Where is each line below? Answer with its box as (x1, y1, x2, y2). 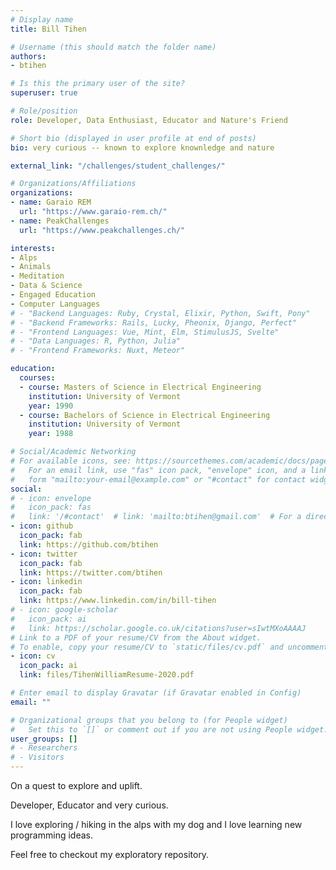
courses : (19, 373, 56, 383)
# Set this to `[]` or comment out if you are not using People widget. (10, 724, 329, 735)
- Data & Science (10, 281, 83, 291)
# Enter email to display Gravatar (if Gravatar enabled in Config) (10, 688, 302, 698)
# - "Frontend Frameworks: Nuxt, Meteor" (10, 346, 186, 356)
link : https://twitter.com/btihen (19, 567, 163, 578)
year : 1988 (28, 429, 74, 439)
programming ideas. (10, 829, 93, 841)
